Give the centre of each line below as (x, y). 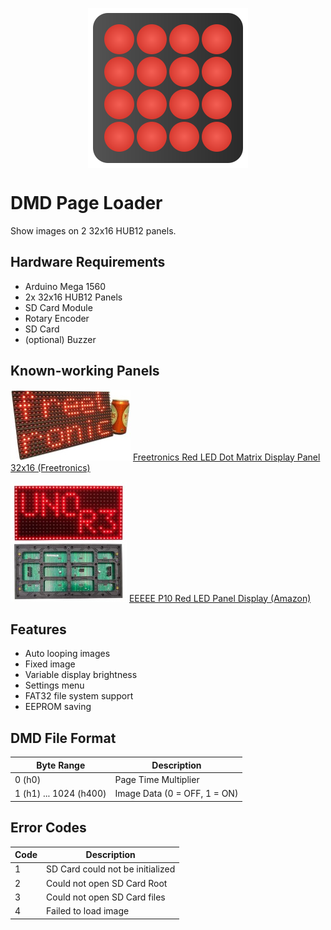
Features (38, 629)
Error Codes (48, 828)
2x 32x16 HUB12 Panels (73, 297)
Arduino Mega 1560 (65, 286)
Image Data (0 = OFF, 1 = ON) (176, 794)
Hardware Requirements (88, 262)
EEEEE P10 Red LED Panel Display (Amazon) (220, 598)
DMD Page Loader (86, 203)
